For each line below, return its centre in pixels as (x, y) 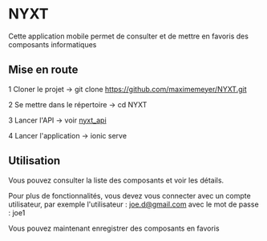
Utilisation (34, 161)
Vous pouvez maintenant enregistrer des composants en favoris (114, 228)
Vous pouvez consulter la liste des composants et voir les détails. (116, 180)
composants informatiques (53, 44)
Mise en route (43, 70)
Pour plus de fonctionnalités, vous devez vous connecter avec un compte (129, 195)
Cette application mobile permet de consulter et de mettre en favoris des (128, 36)
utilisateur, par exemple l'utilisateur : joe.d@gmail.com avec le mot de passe (133, 204)
